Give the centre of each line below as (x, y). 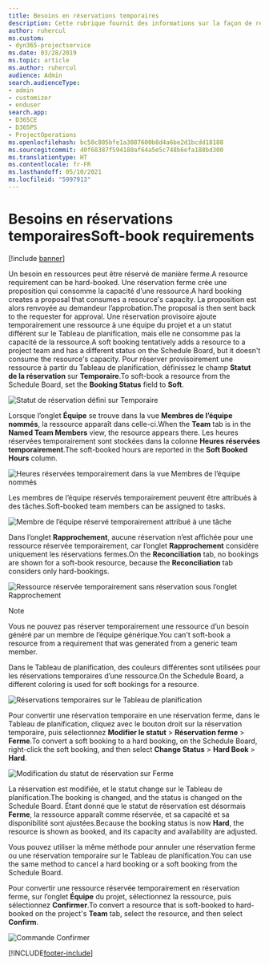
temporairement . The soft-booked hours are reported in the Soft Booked (128, 449)
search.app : (28, 113)
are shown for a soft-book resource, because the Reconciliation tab (121, 562)
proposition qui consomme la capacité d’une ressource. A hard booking (125, 291)
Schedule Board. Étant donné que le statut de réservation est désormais (127, 806)
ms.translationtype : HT (48, 157)
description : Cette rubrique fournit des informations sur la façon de (130, 23)
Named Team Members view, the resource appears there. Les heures (123, 432)
